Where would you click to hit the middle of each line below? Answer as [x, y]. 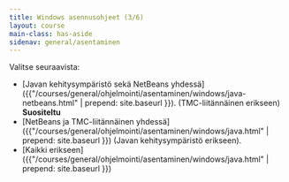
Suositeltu [42, 112]
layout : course [37, 26]
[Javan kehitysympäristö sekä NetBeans [95, 84]
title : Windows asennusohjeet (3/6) [76, 17]
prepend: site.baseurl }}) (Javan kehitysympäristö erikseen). [132, 140]
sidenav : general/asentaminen [65, 42]
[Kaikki [34, 150]
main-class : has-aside [51, 34]
